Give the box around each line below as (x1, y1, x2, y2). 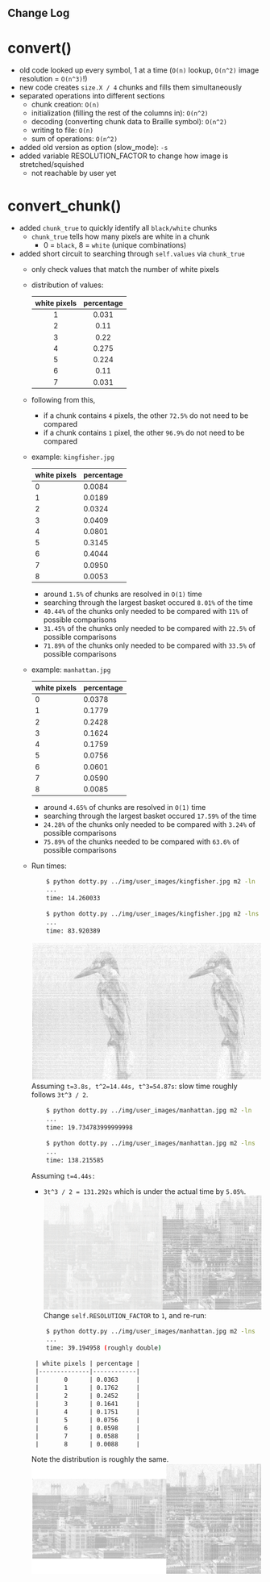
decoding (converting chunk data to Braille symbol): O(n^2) (31, 117, 227, 127)
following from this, (31, 395, 96, 405)
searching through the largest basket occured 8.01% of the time (43, 598, 253, 607)
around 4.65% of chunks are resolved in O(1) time (43, 802, 206, 812)
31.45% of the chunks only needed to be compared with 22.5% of (43, 624, 255, 633)
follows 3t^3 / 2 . (31, 1090, 89, 1100)
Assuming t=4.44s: (31, 1171, 96, 1180)
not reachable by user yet (31, 169, 117, 178)
